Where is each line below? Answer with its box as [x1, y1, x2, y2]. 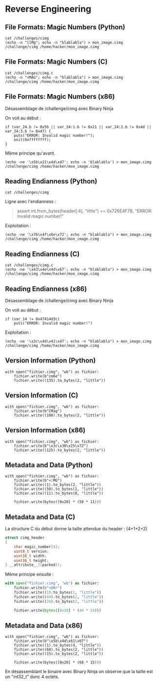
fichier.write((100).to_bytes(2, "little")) [14, 412, 106, 418]
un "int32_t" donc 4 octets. [5, 674, 59, 680]
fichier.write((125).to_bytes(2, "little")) [14, 448, 106, 453]
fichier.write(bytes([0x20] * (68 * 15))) [14, 660, 101, 665]
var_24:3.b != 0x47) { [5, 129, 51, 134]
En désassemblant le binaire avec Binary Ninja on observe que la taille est [5, 669, 153, 675]
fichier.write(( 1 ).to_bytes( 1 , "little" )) [14, 590, 101, 595]
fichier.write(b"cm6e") [14, 373, 62, 379]
